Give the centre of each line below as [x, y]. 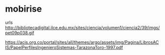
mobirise [24, 9]
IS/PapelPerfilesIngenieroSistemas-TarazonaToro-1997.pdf [64, 47]
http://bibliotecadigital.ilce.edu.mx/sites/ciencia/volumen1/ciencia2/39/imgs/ [82, 27]
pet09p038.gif [20, 33]
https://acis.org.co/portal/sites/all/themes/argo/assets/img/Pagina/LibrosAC [82, 42]
